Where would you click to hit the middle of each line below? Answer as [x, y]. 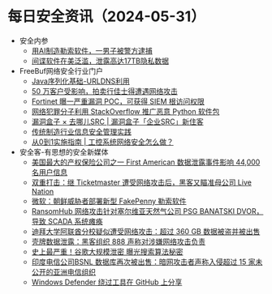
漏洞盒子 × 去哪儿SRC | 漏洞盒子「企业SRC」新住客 [117, 121]
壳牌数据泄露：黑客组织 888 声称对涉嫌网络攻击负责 [119, 241]
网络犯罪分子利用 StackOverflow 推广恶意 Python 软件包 [125, 111]
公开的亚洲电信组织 [64, 271]
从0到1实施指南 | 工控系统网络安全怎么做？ [102, 142]
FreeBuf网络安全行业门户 [61, 70]
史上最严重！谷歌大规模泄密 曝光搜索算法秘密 [107, 251]
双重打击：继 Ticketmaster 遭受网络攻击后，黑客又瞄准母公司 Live [142, 182]
